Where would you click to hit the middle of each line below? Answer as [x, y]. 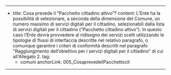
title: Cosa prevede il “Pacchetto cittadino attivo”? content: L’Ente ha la [87, 13]
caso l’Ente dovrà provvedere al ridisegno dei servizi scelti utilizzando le [88, 35]
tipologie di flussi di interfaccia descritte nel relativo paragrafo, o [80, 40]
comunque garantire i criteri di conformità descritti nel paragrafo [80, 46]
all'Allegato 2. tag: [31, 56]
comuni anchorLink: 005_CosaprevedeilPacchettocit [75, 62]
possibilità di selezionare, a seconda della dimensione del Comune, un [86, 19]
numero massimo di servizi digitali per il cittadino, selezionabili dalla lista [89, 24]
